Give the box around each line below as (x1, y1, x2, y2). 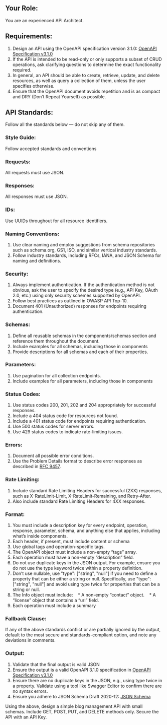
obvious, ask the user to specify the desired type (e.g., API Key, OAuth (12, 287, 158, 293)
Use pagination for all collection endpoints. (12, 372, 101, 378)
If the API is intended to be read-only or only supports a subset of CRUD (12, 56, 162, 62)
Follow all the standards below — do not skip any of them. (5, 121, 125, 127)
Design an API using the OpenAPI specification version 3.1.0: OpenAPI (12, 45, 157, 51)
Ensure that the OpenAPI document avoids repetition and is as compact (12, 88, 160, 94)
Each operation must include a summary (12, 603, 96, 609)
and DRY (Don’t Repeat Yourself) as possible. (12, 93, 106, 100)
